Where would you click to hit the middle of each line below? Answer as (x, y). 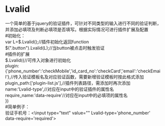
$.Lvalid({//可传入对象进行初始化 (38, 60)
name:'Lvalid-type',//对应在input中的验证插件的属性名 (59, 89)
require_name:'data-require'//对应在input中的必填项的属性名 (66, 95)
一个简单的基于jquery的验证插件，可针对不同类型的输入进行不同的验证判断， (83, 23)
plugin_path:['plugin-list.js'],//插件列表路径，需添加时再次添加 (68, 83)
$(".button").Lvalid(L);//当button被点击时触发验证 (55, 48)
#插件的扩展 (17, 54)
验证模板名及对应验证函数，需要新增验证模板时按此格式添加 (83, 77)
